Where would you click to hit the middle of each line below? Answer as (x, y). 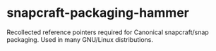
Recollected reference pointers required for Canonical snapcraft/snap (108, 32)
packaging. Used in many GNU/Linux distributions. (80, 39)
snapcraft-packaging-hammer (98, 13)
